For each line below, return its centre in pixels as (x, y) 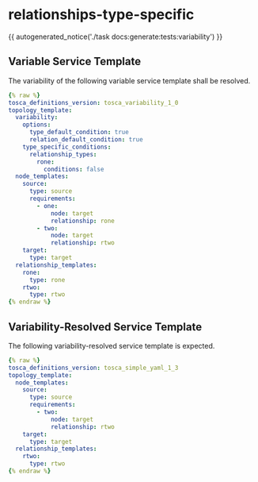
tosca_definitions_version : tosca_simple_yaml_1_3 (93, 368)
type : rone (47, 280)
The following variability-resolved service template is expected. (112, 345)
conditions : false (74, 169)
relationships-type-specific (101, 15)
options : (37, 125)
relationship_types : (63, 154)
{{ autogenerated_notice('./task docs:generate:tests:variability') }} (116, 37)
